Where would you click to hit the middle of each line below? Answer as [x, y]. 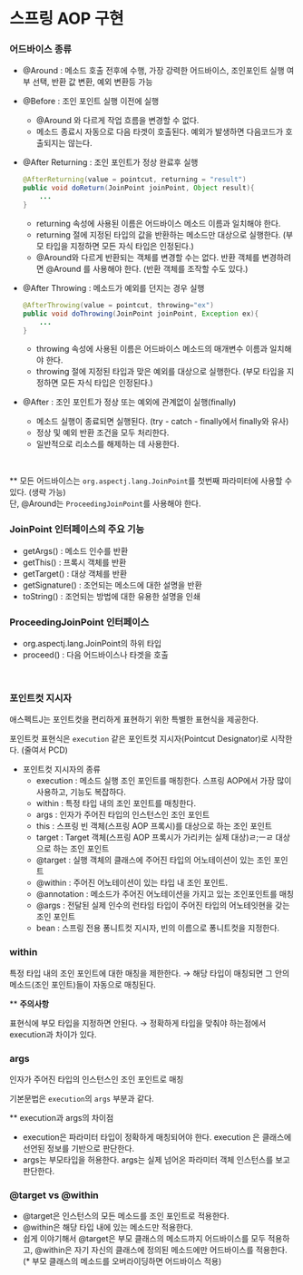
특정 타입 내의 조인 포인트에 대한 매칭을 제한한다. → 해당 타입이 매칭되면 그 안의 [150, 973]
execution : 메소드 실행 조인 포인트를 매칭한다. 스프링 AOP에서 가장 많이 [164, 781]
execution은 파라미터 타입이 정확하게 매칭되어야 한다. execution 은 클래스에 [157, 1137]
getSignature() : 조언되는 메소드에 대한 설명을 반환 [112, 585]
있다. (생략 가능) [38, 492]
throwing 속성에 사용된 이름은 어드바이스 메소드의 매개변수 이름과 [151, 349]
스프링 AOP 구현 [67, 19]
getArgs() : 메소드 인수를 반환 [75, 550]
